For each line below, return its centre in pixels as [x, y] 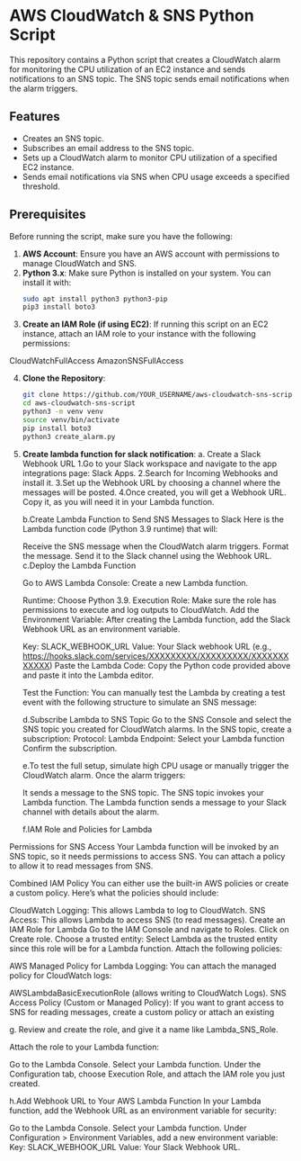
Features [35, 117]
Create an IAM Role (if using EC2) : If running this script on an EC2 [145, 324]
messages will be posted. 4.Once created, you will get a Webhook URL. [154, 492]
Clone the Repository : [64, 378]
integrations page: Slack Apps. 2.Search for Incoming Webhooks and [150, 472]
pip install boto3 [57, 428]
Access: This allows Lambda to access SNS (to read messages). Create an [147, 920]
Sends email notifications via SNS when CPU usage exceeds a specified [156, 176]
